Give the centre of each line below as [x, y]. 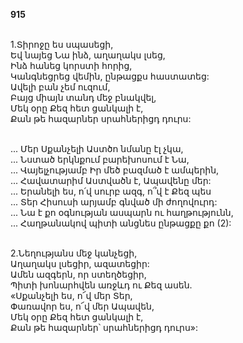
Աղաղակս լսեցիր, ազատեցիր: [80, 263]
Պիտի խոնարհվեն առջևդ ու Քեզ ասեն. [101, 285]
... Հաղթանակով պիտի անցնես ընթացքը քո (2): [121, 223]
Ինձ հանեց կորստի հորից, [71, 65]
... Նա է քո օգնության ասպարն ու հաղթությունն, [122, 212]
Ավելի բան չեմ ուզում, [60, 87]
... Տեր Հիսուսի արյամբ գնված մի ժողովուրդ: [114, 202]
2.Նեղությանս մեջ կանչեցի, [74, 253]
